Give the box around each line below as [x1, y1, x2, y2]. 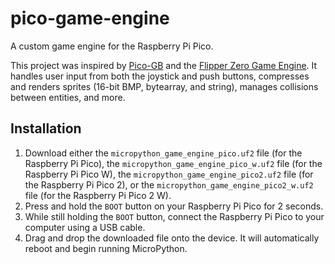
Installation [10, 120, 82, 137]
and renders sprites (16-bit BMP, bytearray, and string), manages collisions [10, 80, 319, 92]
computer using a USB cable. [24, 221, 146, 233]
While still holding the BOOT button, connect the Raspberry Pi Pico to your [24, 210, 325, 222]
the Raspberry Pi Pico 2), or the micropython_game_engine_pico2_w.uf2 [24, 178, 314, 191]
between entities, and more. [10, 91, 126, 103]
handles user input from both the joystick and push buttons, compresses [10, 70, 310, 82]
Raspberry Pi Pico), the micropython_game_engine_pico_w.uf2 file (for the [24, 157, 323, 169]
